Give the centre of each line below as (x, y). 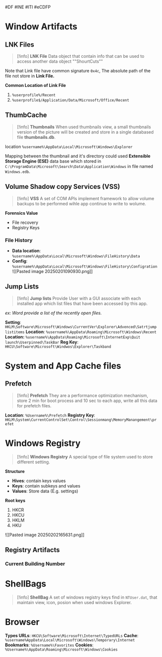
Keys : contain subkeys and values (46, 486)
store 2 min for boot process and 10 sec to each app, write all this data (87, 401)
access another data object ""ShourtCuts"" (60, 61)
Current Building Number (35, 564)
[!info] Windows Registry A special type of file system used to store (85, 456)
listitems (15, 332)
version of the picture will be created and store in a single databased (85, 132)
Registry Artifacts (32, 550)
